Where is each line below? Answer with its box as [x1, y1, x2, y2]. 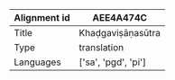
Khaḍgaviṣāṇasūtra [78, 27, 161, 39]
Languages [14, 56, 61, 68]
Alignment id [14, 12, 70, 23]
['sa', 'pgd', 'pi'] [78, 56, 147, 68]
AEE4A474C [92, 12, 147, 23]
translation [78, 41, 124, 53]
